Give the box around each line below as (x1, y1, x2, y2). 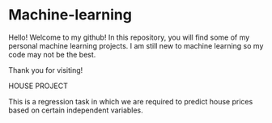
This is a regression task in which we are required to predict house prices (8, 96, 253, 106)
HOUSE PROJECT (8, 81, 69, 91)
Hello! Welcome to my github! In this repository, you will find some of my (8, 32, 250, 42)
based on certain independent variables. (8, 105, 143, 115)
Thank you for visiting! (8, 65, 83, 74)
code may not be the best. (8, 49, 96, 59)
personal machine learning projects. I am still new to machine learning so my (8, 40, 264, 50)
